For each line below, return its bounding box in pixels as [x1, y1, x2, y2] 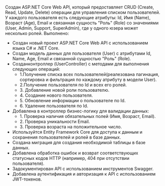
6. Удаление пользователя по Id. [19, 103, 88, 109]
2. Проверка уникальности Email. [19, 118, 90, 124]
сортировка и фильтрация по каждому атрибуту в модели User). [19, 76, 157, 82]
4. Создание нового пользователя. [19, 92, 93, 98]
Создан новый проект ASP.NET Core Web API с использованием [12, 40, 148, 46]
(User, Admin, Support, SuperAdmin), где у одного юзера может [5, 25, 138, 31]
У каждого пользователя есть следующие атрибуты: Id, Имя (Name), [5, 15, 151, 20]
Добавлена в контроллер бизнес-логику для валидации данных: [12, 108, 149, 114]
